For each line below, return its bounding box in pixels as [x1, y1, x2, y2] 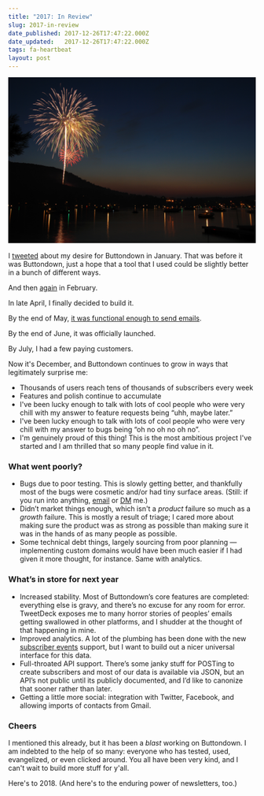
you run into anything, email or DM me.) [19, 496, 148, 505]
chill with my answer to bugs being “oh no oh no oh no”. [19, 425, 200, 435]
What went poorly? [8, 461, 82, 472]
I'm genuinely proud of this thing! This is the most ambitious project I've [19, 433, 252, 442]
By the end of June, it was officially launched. [8, 329, 156, 339]
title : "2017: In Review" [8, 13, 93, 20]
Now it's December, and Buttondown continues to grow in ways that [8, 359, 229, 369]
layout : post [8, 54, 51, 62]
